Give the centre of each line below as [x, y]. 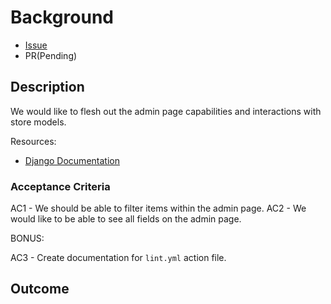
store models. [38, 122]
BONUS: [27, 238]
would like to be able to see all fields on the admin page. [126, 219]
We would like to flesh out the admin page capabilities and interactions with [166, 111]
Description [47, 87]
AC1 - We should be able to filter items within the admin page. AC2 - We [158, 208]
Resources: [33, 141]
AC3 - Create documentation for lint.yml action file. [118, 258]
